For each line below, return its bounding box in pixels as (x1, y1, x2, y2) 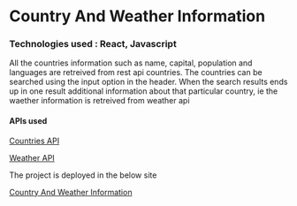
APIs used (9, 116, 48, 126)
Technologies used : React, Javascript (9, 38, 177, 50)
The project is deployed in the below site (9, 170, 157, 180)
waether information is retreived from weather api (9, 95, 190, 106)
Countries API (9, 135, 60, 146)
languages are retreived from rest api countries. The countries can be (9, 67, 263, 78)
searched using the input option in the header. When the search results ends (9, 77, 288, 88)
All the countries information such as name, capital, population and (9, 57, 253, 68)
